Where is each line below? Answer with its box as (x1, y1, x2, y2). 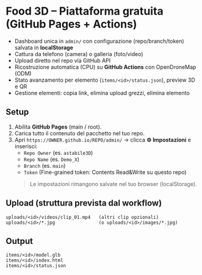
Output (5, 236, 33, 246)
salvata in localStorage (14, 44, 74, 51)
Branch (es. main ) (23, 162, 66, 169)
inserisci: (14, 142, 38, 150)
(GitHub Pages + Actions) (5, 17, 137, 31)
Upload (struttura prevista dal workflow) (5, 198, 162, 209)
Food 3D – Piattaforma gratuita (5, 4, 164, 18)
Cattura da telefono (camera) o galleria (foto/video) (14, 50, 144, 57)
